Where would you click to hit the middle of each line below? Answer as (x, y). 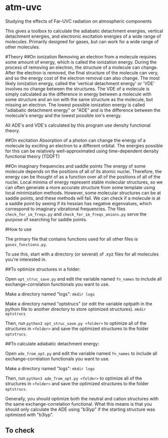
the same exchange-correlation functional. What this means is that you (79, 404)
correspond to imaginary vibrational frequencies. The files (65, 209)
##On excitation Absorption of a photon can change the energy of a (75, 140)
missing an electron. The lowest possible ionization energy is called (75, 105)
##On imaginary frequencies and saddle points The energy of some (75, 166)
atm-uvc (23, 7)
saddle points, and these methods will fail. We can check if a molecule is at (83, 198)
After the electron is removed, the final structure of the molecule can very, (82, 72)
